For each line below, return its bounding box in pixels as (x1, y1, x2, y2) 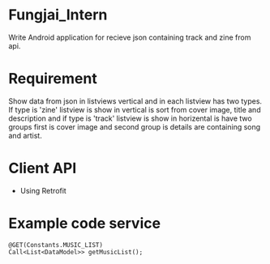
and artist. (8, 130, 42, 140)
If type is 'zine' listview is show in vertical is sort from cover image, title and (8, 104, 261, 114)
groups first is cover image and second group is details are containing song (8, 121, 261, 131)
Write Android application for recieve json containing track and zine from (8, 32, 251, 42)
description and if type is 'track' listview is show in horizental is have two (8, 113, 253, 123)
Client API (8, 160, 77, 177)
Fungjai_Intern (8, 6, 108, 24)
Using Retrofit (19, 185, 66, 195)
